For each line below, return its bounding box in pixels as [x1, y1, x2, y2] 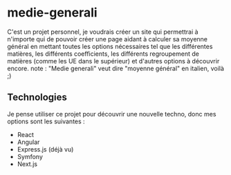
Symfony [17, 152, 44, 161]
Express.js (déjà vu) [17, 145, 74, 153]
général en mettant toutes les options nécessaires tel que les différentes [7, 42, 213, 50]
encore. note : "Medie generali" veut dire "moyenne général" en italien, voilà [7, 64, 225, 72]
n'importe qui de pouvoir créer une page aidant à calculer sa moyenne [7, 34, 208, 43]
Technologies [7, 92, 68, 103]
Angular [17, 138, 40, 146]
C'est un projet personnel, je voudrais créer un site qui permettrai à [7, 28, 198, 36]
